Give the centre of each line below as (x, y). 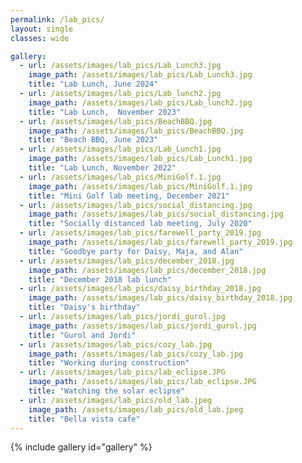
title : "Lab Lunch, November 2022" (102, 168)
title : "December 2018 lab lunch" (100, 279)
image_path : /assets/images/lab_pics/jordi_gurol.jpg (142, 326)
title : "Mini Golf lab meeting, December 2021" (129, 196)
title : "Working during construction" (109, 363)
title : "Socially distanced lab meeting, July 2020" (140, 224)
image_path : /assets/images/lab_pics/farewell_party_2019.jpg (160, 242)
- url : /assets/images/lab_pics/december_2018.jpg (127, 261)
